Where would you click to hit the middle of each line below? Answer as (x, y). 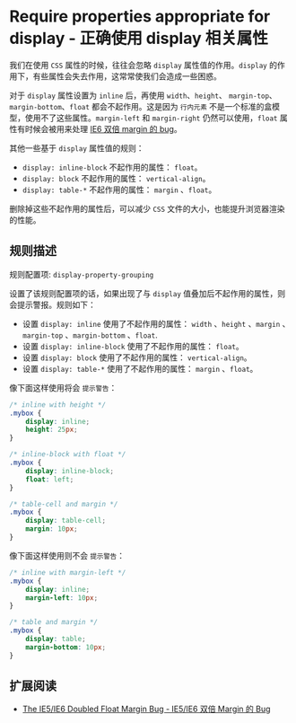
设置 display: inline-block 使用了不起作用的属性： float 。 (133, 346)
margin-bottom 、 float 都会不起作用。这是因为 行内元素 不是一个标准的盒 (141, 106)
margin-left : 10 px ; (62, 598)
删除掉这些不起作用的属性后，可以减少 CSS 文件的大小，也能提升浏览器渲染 (147, 208)
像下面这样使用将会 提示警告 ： (63, 387)
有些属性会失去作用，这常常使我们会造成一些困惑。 (127, 76)
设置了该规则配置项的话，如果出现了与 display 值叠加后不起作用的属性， (144, 293)
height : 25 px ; (52, 430)
